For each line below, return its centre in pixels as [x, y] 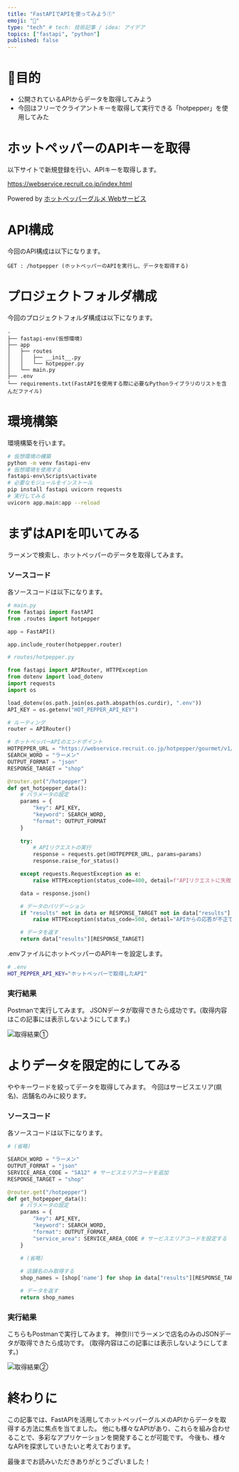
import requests [31, 684]
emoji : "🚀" [23, 21]
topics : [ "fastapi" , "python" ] [54, 34]
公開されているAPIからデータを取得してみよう [85, 99]
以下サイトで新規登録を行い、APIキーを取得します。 [84, 169]
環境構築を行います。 [38, 442]
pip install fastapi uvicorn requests [65, 489]
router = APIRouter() [39, 729]
